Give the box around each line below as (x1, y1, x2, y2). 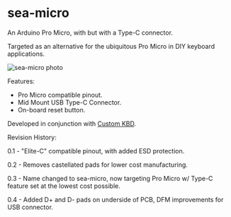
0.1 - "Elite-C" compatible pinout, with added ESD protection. (7, 146, 185, 155)
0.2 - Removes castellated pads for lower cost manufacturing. (7, 160, 188, 169)
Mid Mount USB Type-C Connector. (17, 98, 122, 107)
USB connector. (7, 203, 53, 211)
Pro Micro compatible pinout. (17, 90, 103, 99)
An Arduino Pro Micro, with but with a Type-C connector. (7, 28, 174, 37)
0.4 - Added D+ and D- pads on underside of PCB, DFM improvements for (7, 195, 224, 204)
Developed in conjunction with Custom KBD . (7, 119, 137, 128)
